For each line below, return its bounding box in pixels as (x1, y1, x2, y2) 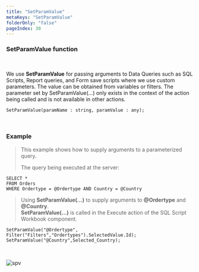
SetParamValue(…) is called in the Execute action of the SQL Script (20, 209, 187, 216)
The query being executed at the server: (20, 163, 120, 171)
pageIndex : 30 (6, 25, 42, 32)
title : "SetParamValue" (6, 8, 65, 15)
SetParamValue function (6, 45, 78, 54)
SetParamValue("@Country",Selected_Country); (6, 237, 121, 243)
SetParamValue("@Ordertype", (6, 227, 78, 233)
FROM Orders (6, 180, 36, 187)
